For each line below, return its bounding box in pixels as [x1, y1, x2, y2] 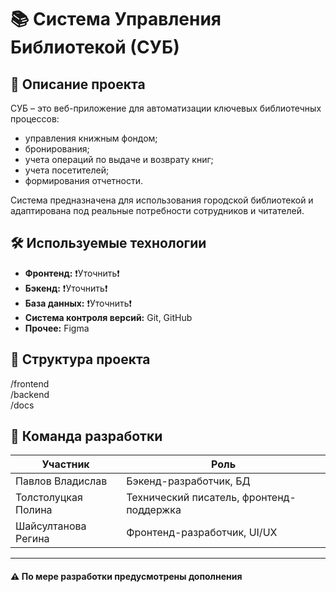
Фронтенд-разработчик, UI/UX [126, 526, 278, 540]
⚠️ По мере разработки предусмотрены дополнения [10, 571, 243, 583]
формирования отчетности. [24, 175, 143, 186]
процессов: [10, 113, 60, 125]
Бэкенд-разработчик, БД [126, 474, 251, 488]
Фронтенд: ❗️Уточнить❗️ [24, 267, 120, 279]
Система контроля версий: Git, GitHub [24, 311, 193, 323]
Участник [41, 457, 90, 471]
